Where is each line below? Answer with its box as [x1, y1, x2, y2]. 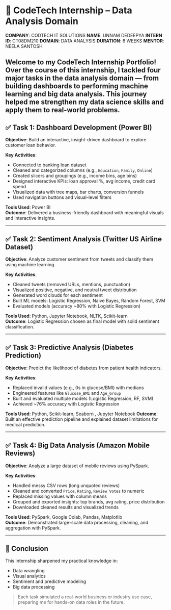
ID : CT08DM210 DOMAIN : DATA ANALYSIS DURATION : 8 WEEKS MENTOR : [5, 38, 164, 44]
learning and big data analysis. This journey [5, 90, 147, 98]
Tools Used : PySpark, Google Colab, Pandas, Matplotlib [5, 514, 123, 520]
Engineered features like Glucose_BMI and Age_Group [12, 390, 121, 396]
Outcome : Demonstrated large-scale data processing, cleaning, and [5, 519, 149, 525]
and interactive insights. [5, 215, 55, 221]
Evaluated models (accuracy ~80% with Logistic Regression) [12, 303, 141, 309]
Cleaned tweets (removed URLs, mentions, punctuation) [12, 281, 131, 287]
